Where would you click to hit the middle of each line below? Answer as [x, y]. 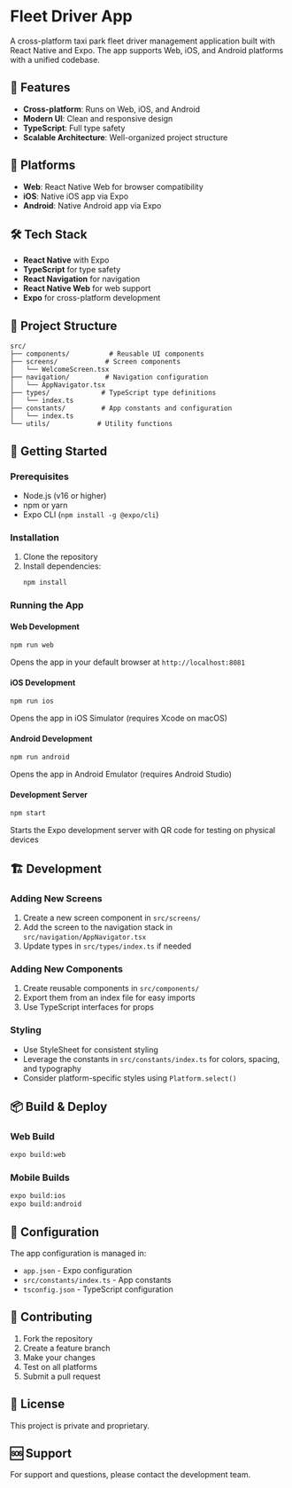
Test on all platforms [60, 1366]
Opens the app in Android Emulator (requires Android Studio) [121, 775]
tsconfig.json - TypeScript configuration [98, 1289]
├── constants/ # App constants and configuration [121, 409]
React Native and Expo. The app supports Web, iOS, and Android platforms [147, 50]
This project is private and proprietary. [80, 1425]
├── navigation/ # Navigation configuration [109, 378]
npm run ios [32, 701]
